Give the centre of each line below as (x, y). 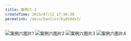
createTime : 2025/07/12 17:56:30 (40, 14)
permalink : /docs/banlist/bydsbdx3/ (43, 19)
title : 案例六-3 (21, 10)
